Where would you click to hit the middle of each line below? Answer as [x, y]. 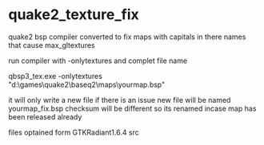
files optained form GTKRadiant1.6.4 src [74, 132]
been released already [45, 116]
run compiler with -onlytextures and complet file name [98, 61]
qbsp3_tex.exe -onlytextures [55, 76]
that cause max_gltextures [52, 45]
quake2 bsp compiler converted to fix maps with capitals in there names [127, 37]
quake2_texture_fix [74, 15]
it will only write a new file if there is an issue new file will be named [120, 100]
